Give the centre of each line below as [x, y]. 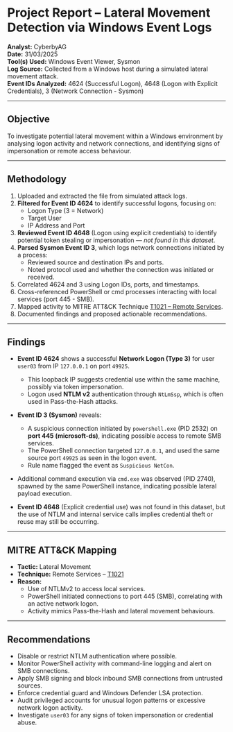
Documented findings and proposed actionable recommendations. [112, 314]
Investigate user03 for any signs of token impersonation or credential [115, 715]
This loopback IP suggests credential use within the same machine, [124, 380]
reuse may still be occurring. [58, 522]
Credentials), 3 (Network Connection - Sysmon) [76, 91]
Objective [29, 119]
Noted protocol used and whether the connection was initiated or [121, 269]
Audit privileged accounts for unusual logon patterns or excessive [111, 700]
